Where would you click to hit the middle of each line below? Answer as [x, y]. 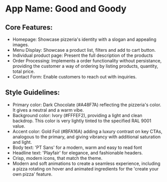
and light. [22, 142]
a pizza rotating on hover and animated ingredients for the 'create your [86, 168]
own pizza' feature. [32, 174]
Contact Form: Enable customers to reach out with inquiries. [74, 77]
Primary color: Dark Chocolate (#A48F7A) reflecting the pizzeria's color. [87, 105]
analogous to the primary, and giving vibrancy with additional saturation [87, 137]
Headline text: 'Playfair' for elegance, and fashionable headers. [77, 153]
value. [19, 126]
